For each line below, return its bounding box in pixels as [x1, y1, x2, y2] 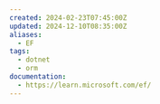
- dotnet [17, 55, 51, 64]
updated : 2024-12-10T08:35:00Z [9, 22, 127, 31]
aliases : [9, 30, 42, 39]
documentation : [9, 72, 67, 81]
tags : [9, 47, 30, 56]
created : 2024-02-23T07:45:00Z [9, 13, 127, 23]
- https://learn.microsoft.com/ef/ [17, 80, 152, 90]
